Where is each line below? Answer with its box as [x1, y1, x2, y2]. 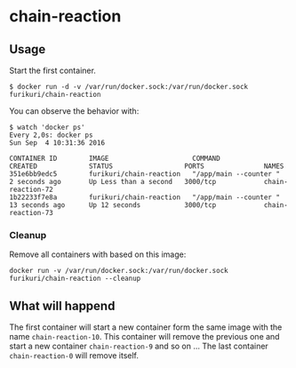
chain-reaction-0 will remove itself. [9, 350, 140, 361]
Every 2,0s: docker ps [9, 131, 93, 140]
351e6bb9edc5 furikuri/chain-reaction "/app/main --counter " [9, 170, 280, 179]
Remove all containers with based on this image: [9, 249, 187, 260]
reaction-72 [9, 185, 53, 194]
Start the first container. [9, 65, 96, 76]
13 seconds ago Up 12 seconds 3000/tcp [9, 201, 217, 210]
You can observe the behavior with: [9, 106, 140, 116]
